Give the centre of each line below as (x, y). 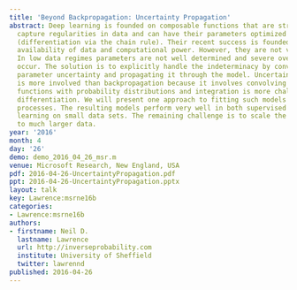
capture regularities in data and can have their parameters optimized (152, 34)
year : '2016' (33, 133)
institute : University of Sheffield (84, 256)
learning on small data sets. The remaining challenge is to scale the (152, 116)
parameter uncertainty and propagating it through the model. (134, 75)
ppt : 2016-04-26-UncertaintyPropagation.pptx (94, 182)
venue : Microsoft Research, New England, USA (94, 165)
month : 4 (25, 141)
